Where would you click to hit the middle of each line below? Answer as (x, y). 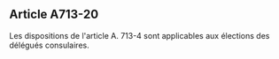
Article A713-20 (54, 15)
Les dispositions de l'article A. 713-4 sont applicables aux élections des (139, 35)
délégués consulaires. (50, 45)
